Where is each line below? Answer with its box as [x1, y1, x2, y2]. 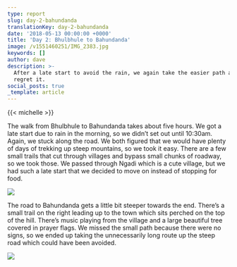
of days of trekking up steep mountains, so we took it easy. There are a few [7, 144, 227, 153]
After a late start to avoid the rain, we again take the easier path [13, 69, 226, 76]
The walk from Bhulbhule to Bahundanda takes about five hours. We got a [7, 122, 222, 130]
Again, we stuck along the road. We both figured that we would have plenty [7, 137, 226, 145]
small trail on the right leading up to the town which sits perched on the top [7, 209, 226, 217]
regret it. [13, 75, 46, 83]
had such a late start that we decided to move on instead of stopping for [7, 167, 217, 175]
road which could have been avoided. [7, 239, 116, 247]
